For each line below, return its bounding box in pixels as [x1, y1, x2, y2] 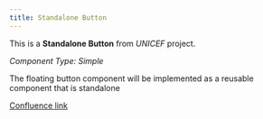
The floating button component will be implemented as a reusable [9, 73, 255, 84]
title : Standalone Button [9, 13, 107, 23]
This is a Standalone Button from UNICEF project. [9, 38, 196, 49]
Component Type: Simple [9, 55, 104, 66]
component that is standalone [9, 82, 120, 93]
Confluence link [9, 100, 69, 111]
